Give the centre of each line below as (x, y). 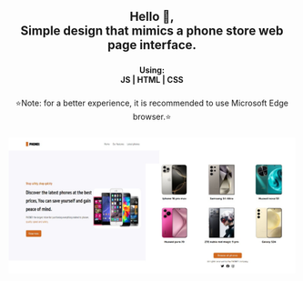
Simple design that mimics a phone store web (152, 31)
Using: (152, 70)
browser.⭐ (152, 117)
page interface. (152, 45)
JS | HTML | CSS (152, 80)
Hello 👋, (152, 17)
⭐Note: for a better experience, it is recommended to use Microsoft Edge (152, 103)
